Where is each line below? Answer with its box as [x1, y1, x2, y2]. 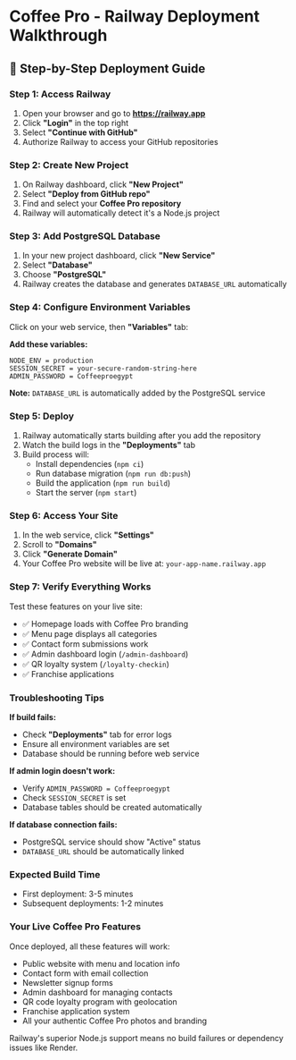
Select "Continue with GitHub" [21, 127, 138, 138]
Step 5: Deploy [9, 410, 74, 422]
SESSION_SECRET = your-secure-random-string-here [9, 364, 198, 373]
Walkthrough [9, 25, 108, 46]
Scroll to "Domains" [21, 539, 98, 550]
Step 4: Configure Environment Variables [9, 301, 192, 314]
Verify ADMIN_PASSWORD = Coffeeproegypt [21, 783, 171, 793]
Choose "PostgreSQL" [21, 269, 107, 280]
